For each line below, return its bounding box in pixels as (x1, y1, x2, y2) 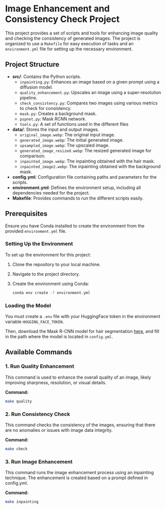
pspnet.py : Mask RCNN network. (19, 115, 87, 122)
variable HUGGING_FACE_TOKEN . (5, 319, 64, 325)
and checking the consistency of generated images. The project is (5, 35, 140, 41)
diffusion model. (19, 84, 53, 90)
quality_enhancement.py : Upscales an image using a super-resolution (19, 89, 162, 95)
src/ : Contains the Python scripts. (12, 73, 82, 80)
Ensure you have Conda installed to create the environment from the (5, 222, 145, 229)
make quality (5, 399, 32, 404)
